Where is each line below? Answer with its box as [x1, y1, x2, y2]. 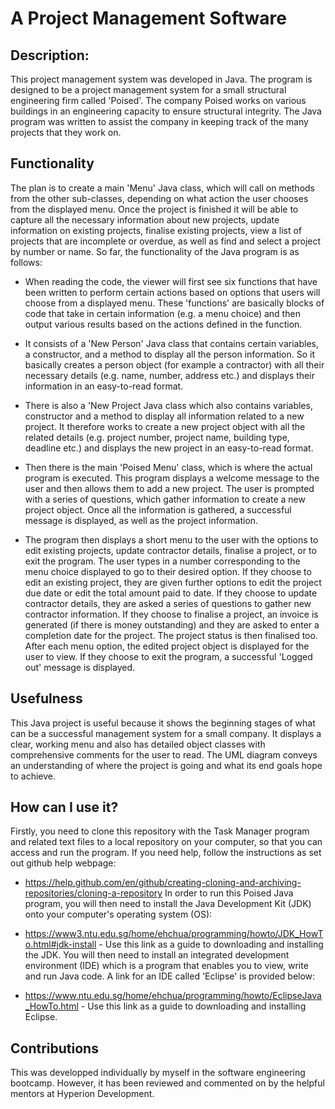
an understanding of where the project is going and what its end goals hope [10, 759, 323, 771]
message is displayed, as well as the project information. [24, 514, 259, 526]
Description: [10, 47, 90, 64]
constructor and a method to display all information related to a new [24, 410, 305, 422]
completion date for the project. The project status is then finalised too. [24, 629, 318, 641]
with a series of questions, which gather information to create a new [24, 493, 306, 505]
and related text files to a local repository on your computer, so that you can [10, 836, 323, 848]
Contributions [10, 1040, 99, 1057]
